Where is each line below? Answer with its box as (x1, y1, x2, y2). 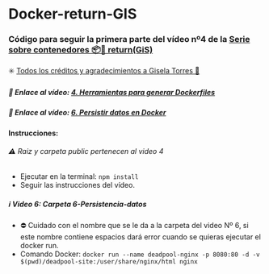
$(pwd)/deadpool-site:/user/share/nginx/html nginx (19, 258, 198, 266)
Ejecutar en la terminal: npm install (19, 172, 139, 181)
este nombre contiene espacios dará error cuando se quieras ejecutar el (19, 232, 261, 242)
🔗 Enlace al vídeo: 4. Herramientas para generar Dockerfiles (8, 88, 216, 98)
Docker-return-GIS (8, 5, 137, 23)
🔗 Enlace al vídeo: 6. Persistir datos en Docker (8, 108, 167, 118)
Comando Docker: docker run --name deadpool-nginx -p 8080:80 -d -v (19, 249, 260, 259)
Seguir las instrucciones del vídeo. (19, 181, 136, 190)
